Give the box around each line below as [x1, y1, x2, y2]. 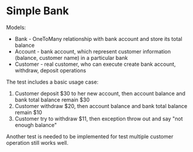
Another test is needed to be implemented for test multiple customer [6, 132, 173, 140]
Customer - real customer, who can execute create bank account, [14, 61, 176, 68]
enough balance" [14, 121, 58, 128]
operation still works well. [6, 139, 69, 146]
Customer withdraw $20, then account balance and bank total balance [14, 102, 188, 109]
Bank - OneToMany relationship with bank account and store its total [14, 35, 182, 42]
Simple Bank [6, 4, 69, 18]
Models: [6, 24, 26, 31]
